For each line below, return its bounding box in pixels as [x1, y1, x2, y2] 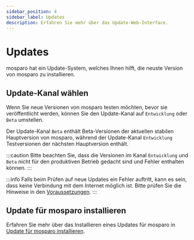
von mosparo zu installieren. [6, 71, 75, 78]
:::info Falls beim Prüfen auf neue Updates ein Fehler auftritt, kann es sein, [6, 176, 187, 183]
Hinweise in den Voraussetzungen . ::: [6, 189, 97, 196]
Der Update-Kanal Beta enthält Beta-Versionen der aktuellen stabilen [6, 128, 174, 135]
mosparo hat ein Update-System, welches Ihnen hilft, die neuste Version [6, 64, 183, 72]
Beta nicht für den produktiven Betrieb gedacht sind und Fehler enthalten [6, 158, 185, 166]
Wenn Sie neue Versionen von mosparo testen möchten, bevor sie [6, 104, 168, 111]
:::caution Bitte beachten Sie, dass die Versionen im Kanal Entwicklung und [6, 152, 189, 159]
